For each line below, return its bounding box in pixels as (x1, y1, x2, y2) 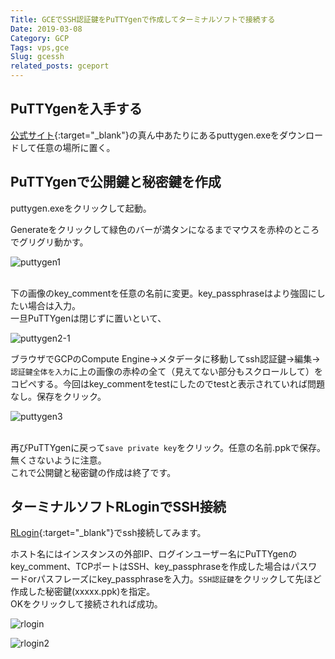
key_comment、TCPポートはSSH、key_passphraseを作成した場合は (10, 561, 292, 573)
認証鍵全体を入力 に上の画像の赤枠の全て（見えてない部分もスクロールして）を (10, 365, 324, 377)
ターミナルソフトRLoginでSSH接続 (10, 499, 227, 516)
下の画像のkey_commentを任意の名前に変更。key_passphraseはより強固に (10, 287, 317, 299)
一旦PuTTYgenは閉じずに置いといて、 (10, 312, 167, 324)
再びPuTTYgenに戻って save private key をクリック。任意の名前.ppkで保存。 (10, 441, 326, 453)
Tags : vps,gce (10, 42, 70, 53)
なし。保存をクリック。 (10, 390, 107, 402)
